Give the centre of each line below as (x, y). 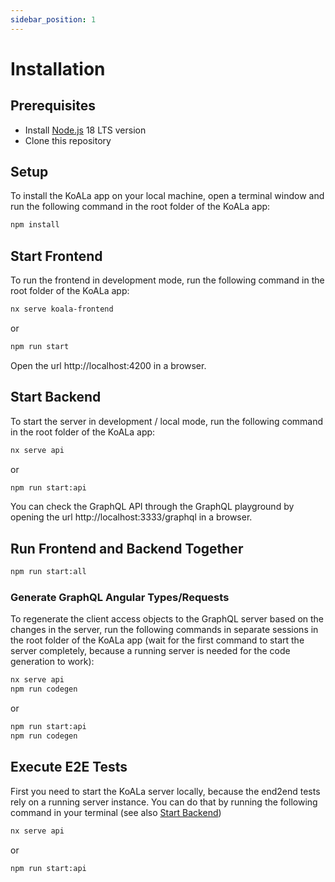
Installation (58, 68)
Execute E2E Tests (69, 767)
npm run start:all (48, 572)
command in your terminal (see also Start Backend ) (116, 812)
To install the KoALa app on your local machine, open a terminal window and (167, 196)
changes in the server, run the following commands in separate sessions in (164, 630)
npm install (35, 225)
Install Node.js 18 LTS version (85, 130)
